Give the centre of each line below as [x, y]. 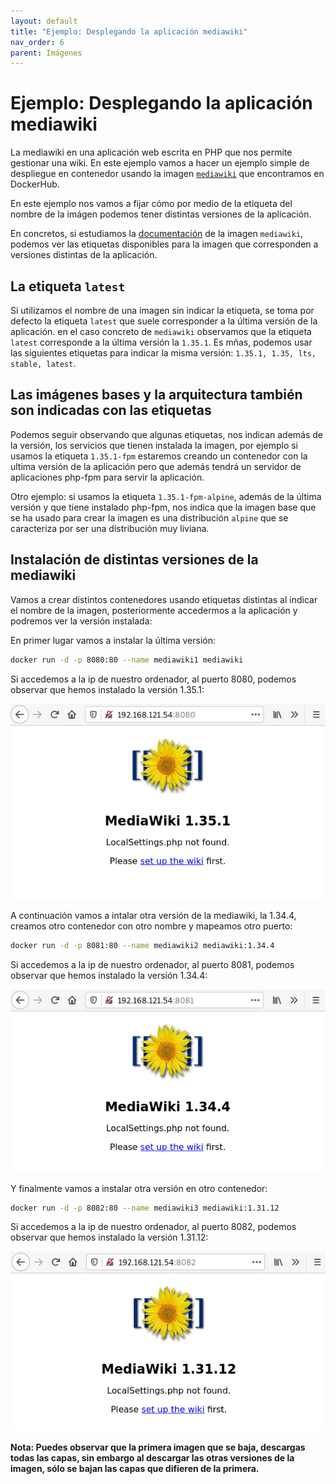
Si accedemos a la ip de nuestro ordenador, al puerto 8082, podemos [153, 1227]
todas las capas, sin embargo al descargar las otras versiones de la [152, 1457]
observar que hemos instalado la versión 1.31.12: [109, 1237]
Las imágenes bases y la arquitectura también [156, 395]
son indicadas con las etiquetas [111, 410]
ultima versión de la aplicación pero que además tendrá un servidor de [156, 466]
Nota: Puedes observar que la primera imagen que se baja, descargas [158, 1447]
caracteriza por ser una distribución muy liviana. [110, 528]
